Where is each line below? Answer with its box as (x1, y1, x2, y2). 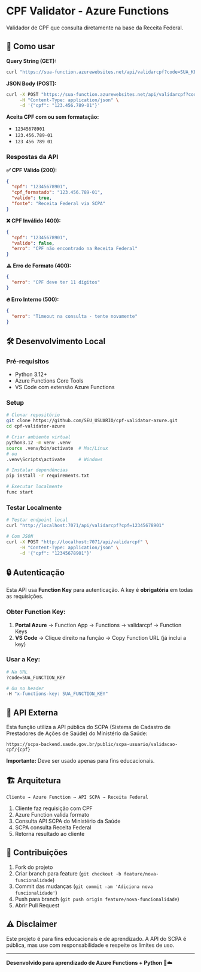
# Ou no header (6, 685, 44, 691)
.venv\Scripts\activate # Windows (6, 456, 103, 462)
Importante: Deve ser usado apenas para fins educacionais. (6, 757, 155, 765)
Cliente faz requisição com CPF (14, 805, 93, 812)
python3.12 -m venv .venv (6, 440, 71, 446)
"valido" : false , (11, 240, 55, 246)
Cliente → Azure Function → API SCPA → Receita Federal (6, 794, 148, 800)
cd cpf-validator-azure (6, 423, 66, 429)
